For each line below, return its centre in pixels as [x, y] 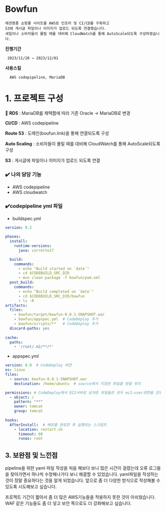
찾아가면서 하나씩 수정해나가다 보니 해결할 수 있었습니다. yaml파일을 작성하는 [84, 474]
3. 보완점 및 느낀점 [31, 455]
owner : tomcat [28, 407]
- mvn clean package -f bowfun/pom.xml [59, 278]
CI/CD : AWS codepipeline [32, 123]
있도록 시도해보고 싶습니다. [31, 487]
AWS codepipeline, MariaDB [37, 77]
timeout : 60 [30, 434]
